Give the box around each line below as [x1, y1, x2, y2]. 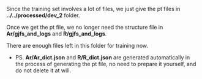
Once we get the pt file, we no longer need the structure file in [6, 24, 163, 31]
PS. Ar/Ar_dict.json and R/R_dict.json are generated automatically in [15, 54, 190, 61]
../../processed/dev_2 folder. [6, 12, 81, 19]
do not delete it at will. [15, 67, 72, 74]
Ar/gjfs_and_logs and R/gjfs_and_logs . [6, 30, 107, 37]
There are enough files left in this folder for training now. [6, 42, 149, 49]
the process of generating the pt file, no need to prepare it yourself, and [15, 61, 196, 67]
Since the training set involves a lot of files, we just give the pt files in [6, 6, 181, 12]
